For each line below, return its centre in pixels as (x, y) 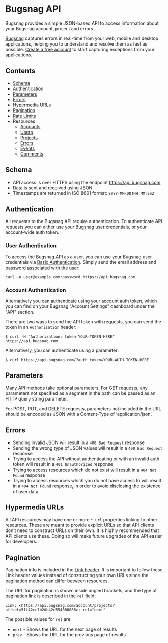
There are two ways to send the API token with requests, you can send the (83, 321)
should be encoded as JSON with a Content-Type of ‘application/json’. (79, 414)
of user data (25, 491)
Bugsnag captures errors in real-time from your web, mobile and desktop (82, 38)
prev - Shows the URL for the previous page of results (69, 635)
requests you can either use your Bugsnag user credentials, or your (76, 227)
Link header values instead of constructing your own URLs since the (77, 575)
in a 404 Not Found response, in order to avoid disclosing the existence (87, 486)
